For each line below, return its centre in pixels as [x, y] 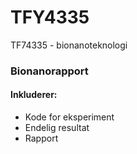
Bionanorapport [49, 71]
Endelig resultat [57, 128]
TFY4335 [50, 17]
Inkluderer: [34, 95]
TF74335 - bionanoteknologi [69, 45]
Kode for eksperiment [69, 117]
